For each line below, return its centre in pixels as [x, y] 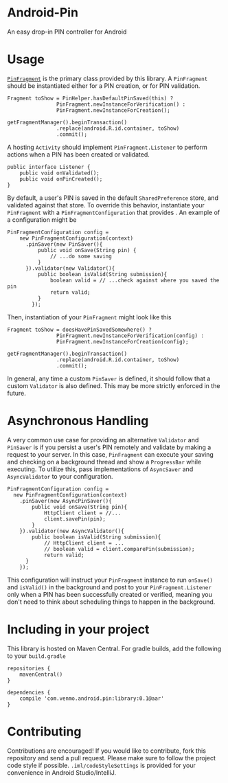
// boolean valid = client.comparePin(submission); [119, 549]
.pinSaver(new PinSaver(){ [64, 244]
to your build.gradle [37, 656]
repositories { [29, 668]
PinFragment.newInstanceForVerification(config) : [130, 336]
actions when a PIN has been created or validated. [78, 154]
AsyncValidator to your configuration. [60, 476]
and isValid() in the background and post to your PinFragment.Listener [109, 587]
